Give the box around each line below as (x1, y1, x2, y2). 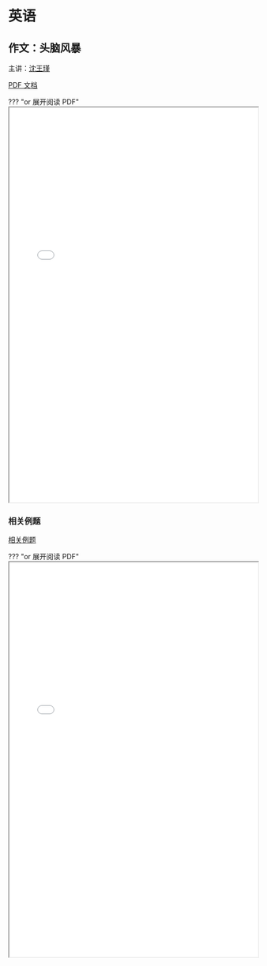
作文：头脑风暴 (8, 41, 81, 55)
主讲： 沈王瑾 (8, 64, 50, 73)
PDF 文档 (8, 81, 38, 89)
